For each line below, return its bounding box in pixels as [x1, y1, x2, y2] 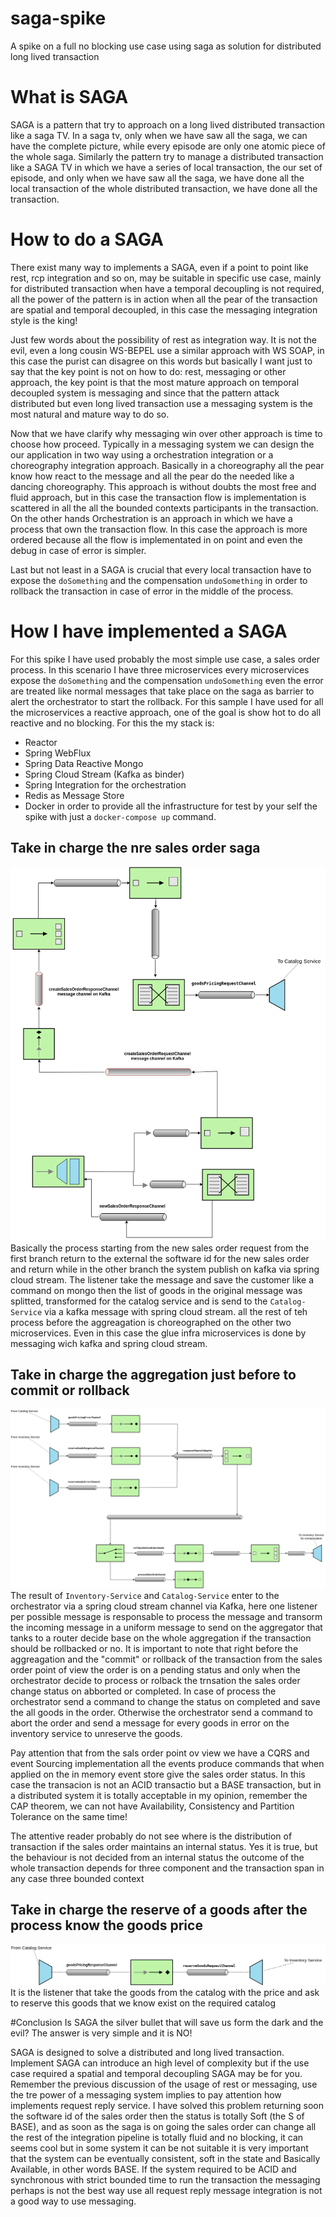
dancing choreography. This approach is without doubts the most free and [10, 480, 317, 492]
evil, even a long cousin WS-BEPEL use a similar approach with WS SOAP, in [10, 344, 325, 356]
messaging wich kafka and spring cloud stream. [10, 1337, 208, 1349]
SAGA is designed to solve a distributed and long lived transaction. [10, 2047, 285, 2059]
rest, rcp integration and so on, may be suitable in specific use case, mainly [10, 272, 322, 284]
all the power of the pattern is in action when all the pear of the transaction [10, 293, 318, 305]
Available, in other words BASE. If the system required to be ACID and [10, 2163, 297, 2176]
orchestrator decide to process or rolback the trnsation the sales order [10, 1674, 301, 1686]
